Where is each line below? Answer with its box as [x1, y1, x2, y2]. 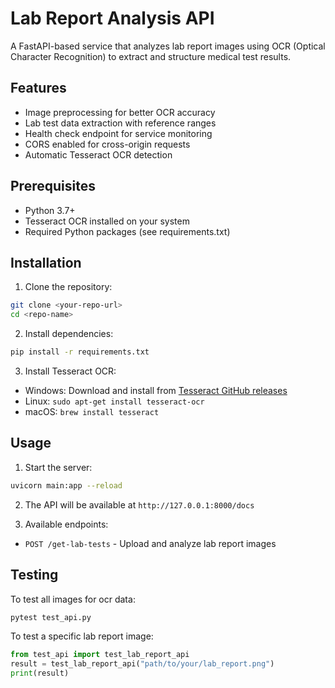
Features [10, 80, 67, 97]
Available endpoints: [24, 518, 109, 530]
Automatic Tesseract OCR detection [24, 148, 173, 161]
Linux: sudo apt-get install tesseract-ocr [24, 395, 205, 407]
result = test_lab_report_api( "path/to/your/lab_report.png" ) [10, 659, 275, 669]
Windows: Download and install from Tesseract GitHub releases [24, 385, 288, 396]
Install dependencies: [24, 328, 114, 340]
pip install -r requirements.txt [10, 347, 150, 357]
